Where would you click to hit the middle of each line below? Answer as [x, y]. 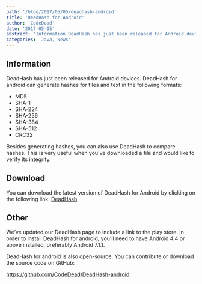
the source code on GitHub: [41, 263]
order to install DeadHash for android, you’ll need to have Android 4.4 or [96, 238]
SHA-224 [26, 109]
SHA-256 [26, 115]
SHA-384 [27, 122]
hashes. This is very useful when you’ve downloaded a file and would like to [100, 153]
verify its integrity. [29, 159]
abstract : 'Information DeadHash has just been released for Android [95, 34]
